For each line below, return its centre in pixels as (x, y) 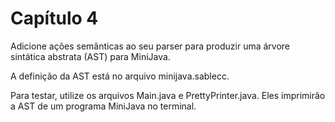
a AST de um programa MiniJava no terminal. (103, 106)
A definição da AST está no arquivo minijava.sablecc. (120, 76)
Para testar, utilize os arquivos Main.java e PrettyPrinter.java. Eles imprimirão (168, 95)
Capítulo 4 (54, 18)
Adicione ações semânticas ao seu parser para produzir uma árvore (150, 46)
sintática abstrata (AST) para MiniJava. (90, 56)
